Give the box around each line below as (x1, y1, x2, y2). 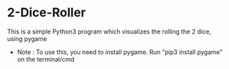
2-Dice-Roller (7, 5, 86, 20)
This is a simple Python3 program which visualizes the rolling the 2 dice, (7, 27, 211, 36)
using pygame (7, 34, 47, 42)
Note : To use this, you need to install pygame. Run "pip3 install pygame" (16, 48, 223, 56)
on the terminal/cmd (16, 55, 75, 63)
